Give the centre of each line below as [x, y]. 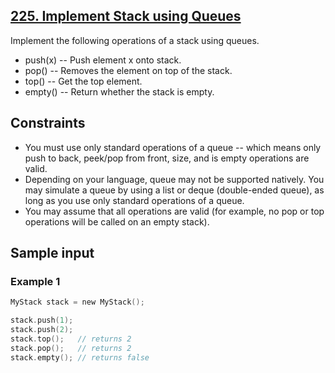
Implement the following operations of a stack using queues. [135, 40]
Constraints [48, 123]
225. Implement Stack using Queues [126, 16]
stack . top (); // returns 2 [71, 339]
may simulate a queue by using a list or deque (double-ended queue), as [174, 190]
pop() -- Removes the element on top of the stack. [128, 70]
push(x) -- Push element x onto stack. [103, 60]
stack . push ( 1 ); [42, 320]
